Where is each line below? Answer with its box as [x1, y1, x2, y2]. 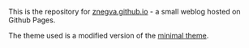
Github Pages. [8, 15, 56, 25]
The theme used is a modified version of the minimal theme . [8, 31, 209, 40]
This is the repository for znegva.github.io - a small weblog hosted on [8, 7, 241, 16]
